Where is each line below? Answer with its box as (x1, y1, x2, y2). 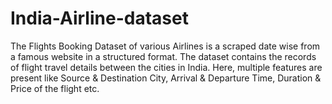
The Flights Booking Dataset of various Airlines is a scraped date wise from (10, 40, 321, 52)
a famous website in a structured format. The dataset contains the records (10, 50, 317, 62)
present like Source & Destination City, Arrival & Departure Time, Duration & (10, 72, 322, 84)
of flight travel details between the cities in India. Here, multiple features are (10, 61, 323, 73)
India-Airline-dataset (10, 7, 189, 30)
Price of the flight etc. (10, 82, 100, 94)
